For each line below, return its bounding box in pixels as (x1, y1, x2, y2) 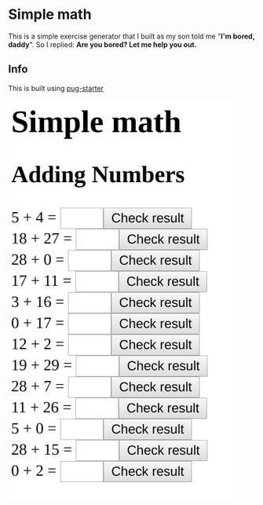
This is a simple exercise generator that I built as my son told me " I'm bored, (8, 31, 255, 41)
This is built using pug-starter (8, 83, 104, 93)
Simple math (8, 5, 92, 24)
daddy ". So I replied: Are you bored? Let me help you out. (8, 39, 198, 49)
